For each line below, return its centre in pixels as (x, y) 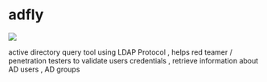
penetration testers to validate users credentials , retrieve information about (133, 60)
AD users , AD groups (44, 69)
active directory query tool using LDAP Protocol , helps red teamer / (121, 52)
